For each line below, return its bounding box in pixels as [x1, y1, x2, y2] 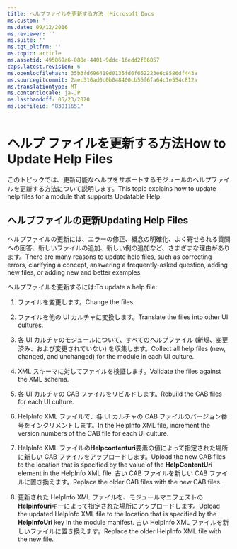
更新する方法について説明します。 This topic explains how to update [19, 184, 216, 192]
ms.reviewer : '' [7, 30, 55, 38]
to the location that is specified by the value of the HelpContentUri [17, 460, 213, 469]
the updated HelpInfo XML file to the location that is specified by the [17, 509, 217, 518]
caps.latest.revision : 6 [7, 63, 81, 70]
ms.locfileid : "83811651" [7, 103, 83, 110]
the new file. [17, 535, 54, 543]
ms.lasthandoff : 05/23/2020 [7, 96, 91, 104]
